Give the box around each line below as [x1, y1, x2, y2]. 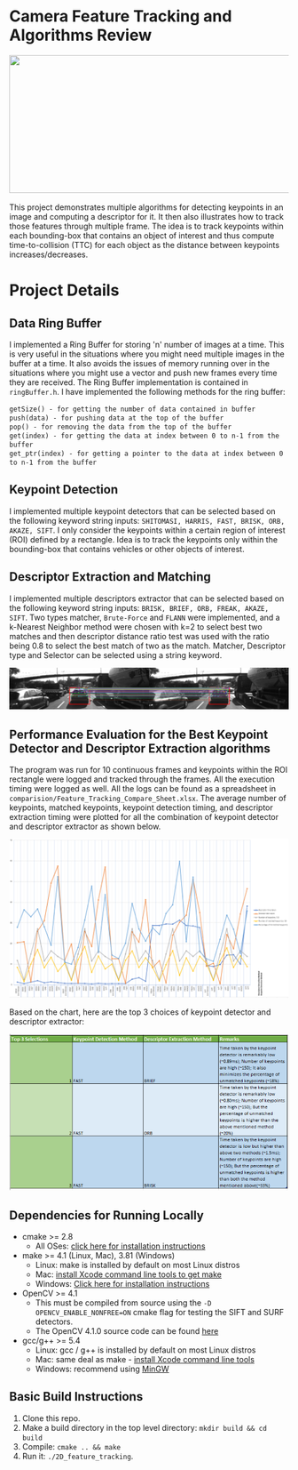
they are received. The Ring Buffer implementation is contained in [9, 376, 248, 388]
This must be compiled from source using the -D [35, 1297, 212, 1308]
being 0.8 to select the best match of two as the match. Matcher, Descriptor [9, 640, 286, 651]
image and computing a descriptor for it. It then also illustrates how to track [9, 211, 284, 221]
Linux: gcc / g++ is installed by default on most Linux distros [35, 1345, 256, 1355]
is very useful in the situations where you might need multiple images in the [9, 349, 286, 359]
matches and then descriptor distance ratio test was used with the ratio [9, 631, 271, 641]
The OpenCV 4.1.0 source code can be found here [35, 1326, 219, 1336]
